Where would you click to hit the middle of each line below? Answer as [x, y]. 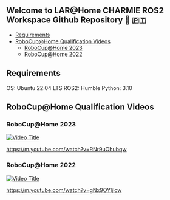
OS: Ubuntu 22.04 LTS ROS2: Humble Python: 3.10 [69, 88]
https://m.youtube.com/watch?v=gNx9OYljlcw [64, 190]
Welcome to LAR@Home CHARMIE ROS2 [85, 11]
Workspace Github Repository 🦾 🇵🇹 [76, 20]
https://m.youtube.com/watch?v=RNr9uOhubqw [66, 150]
